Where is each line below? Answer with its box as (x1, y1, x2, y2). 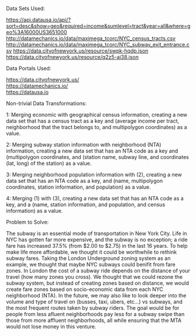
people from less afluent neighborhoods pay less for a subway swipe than (6, 311, 185, 317)
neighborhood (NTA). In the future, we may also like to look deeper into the (6, 292, 187, 299)
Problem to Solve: (6, 219, 49, 226)
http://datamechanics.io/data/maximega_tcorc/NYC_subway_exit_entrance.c (6, 41, 190, 48)
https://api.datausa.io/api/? (6, 16, 71, 23)
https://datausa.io (6, 89, 49, 95)
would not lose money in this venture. (6, 323, 97, 330)
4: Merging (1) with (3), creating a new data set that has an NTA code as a (6, 195, 184, 202)
